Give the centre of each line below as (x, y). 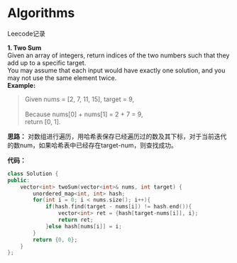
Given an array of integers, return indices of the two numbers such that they (118, 55)
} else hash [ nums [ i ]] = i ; (83, 226)
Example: (22, 85)
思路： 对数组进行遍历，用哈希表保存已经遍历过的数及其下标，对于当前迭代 (117, 136)
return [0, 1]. (43, 121)
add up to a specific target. (47, 62)
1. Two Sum (24, 47)
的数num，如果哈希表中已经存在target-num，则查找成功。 (92, 145)
